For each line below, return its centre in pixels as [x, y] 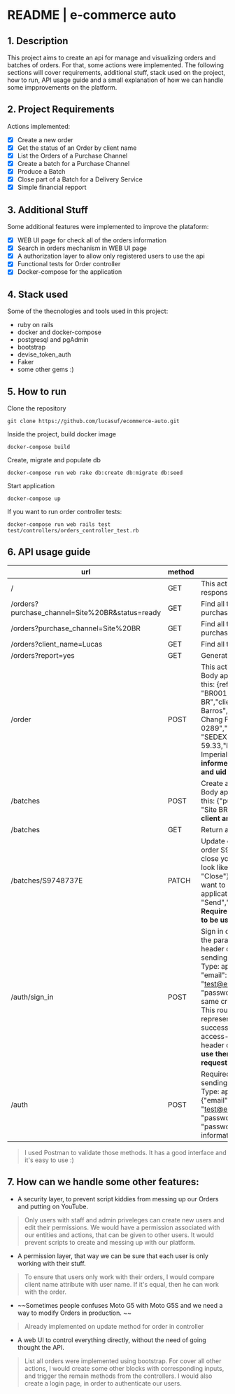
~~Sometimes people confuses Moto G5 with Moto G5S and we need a [120, 1305]
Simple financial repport [52, 187]
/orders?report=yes [43, 655]
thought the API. [41, 1347]
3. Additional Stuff [48, 210]
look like [215, 867]
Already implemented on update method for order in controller [114, 1326]
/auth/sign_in [32, 997]
